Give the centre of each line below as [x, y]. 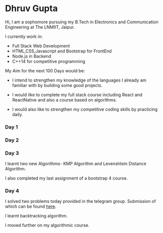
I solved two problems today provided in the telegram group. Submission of [81, 201]
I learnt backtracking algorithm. [36, 216]
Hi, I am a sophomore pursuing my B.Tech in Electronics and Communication [82, 22]
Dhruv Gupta [31, 8]
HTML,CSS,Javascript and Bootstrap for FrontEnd [62, 51]
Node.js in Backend [32, 56]
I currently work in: [24, 36]
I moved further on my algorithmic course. [47, 225]
